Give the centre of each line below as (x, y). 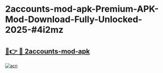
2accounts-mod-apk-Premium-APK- (82, 9)
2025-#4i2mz (34, 30)
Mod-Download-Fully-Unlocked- (74, 19)
